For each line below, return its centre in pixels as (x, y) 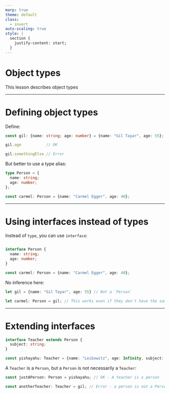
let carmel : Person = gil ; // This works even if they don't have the (81, 301)
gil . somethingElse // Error (35, 154)
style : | (14, 34)
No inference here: (25, 282)
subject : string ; (28, 344)
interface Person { (26, 250)
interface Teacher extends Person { (44, 340)
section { (20, 39)
